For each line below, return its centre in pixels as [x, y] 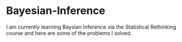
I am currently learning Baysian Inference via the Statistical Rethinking [91, 27]
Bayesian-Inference [56, 11]
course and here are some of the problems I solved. [69, 33]
